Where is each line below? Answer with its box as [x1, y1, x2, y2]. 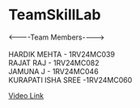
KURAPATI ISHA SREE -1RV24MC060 [8, 75, 133, 85]
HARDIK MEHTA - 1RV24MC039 [8, 49, 116, 59]
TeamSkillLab [8, 6, 101, 24]
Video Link [8, 90, 45, 100]
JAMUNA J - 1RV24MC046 [8, 66, 99, 76]
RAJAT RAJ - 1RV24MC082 [8, 58, 100, 68]
